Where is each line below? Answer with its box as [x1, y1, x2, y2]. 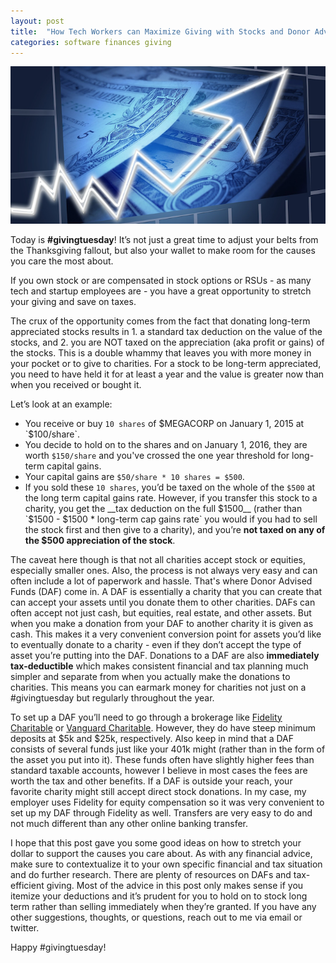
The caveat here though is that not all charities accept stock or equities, [10, 553, 307, 565]
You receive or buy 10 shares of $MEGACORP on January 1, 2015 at [24, 417, 305, 429]
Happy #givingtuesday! [10, 941, 107, 953]
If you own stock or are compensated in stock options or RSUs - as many [10, 274, 312, 286]
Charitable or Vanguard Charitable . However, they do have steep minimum [10, 721, 317, 734]
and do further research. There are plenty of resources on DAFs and [10, 868, 292, 880]
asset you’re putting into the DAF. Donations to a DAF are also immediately [10, 649, 320, 661]
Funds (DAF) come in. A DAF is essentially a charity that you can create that [10, 585, 323, 597]
